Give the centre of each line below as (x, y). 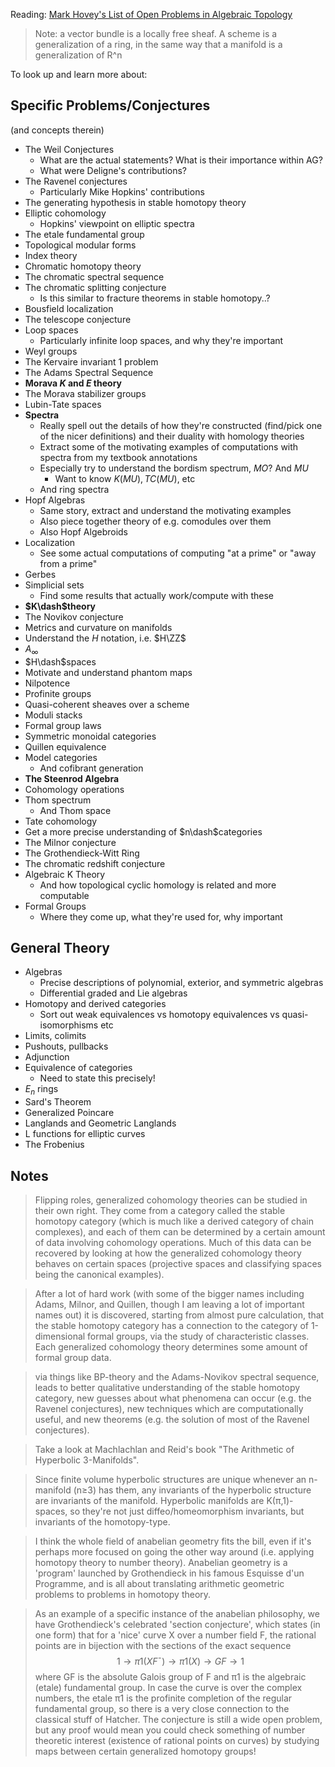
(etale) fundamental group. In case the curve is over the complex (168, 1688)
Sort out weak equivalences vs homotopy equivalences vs (159, 1015)
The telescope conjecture (78, 319)
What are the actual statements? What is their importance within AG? (181, 160)
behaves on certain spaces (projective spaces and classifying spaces (178, 1264)
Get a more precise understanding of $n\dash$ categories (143, 831)
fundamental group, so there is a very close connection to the (162, 1709)
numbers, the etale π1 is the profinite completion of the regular (163, 1698)
